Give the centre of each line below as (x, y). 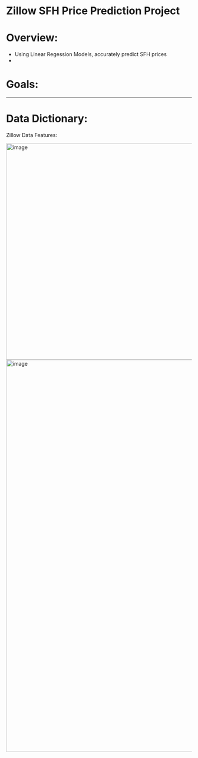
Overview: (32, 38)
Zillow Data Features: (32, 135)
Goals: (22, 84)
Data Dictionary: (47, 119)
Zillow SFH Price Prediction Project (93, 11)
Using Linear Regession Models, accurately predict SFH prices (90, 54)
